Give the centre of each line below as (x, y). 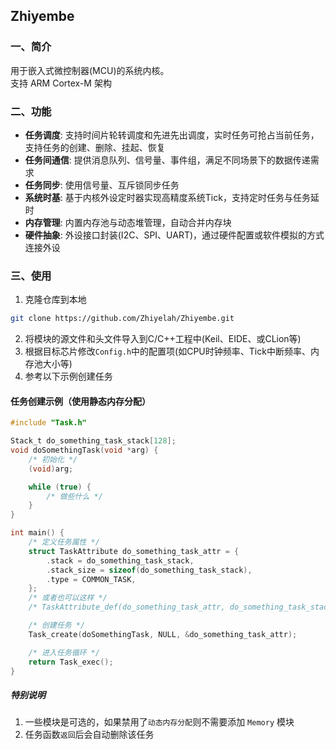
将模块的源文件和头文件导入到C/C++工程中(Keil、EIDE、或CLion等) (163, 339)
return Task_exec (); (71, 662)
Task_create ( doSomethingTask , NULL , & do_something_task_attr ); (163, 634)
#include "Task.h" (48, 423)
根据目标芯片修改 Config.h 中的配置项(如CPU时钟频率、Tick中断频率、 (167, 351)
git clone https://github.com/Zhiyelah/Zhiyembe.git (122, 319)
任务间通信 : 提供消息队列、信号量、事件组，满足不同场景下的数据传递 (167, 160)
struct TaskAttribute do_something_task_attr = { (134, 551)
